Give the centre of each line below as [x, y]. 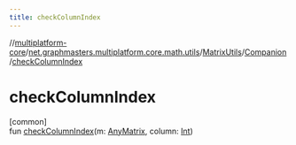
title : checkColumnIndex [55, 17]
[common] [28, 121]
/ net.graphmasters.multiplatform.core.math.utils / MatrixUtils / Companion [156, 52]
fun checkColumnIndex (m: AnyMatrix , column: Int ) [101, 131]
